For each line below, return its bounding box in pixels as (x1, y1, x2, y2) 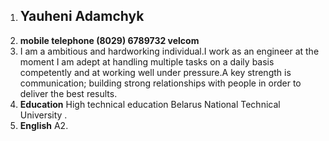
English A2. (19, 119, 69, 131)
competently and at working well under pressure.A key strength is (19, 66, 292, 78)
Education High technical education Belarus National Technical (19, 98, 281, 110)
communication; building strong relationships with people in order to (19, 77, 302, 89)
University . (19, 109, 68, 121)
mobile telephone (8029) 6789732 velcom (19, 34, 200, 46)
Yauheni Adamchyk (19, 8, 145, 25)
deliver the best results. (19, 87, 118, 99)
